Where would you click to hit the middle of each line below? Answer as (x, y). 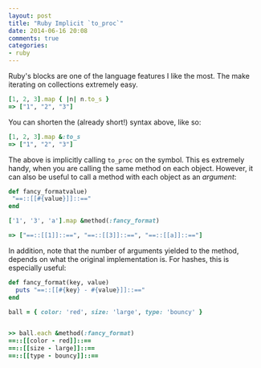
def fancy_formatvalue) (48, 191)
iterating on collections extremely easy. (73, 84)
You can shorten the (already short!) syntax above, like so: (105, 122)
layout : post (30, 16)
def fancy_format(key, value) (59, 282)
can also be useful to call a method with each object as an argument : (122, 177)
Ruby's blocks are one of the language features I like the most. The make (129, 76)
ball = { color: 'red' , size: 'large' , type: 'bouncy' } (106, 312)
